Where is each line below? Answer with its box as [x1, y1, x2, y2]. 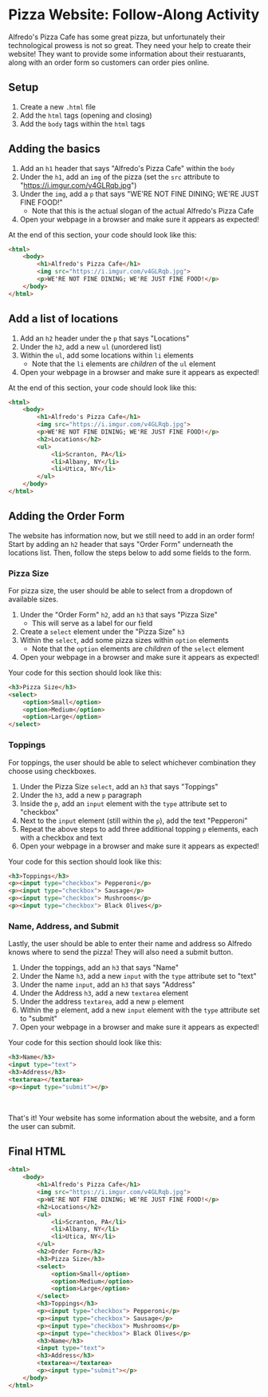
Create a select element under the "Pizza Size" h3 [19, 626, 185, 637]
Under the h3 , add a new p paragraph [19, 790, 142, 800]
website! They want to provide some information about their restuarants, [8, 49, 246, 58]
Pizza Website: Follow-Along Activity [8, 6, 260, 24]
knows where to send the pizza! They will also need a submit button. [8, 948, 234, 957]
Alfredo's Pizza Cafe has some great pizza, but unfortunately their [8, 32, 226, 42]
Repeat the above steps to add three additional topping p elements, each [19, 824, 259, 833]
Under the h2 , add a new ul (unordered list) [19, 341, 162, 351]
